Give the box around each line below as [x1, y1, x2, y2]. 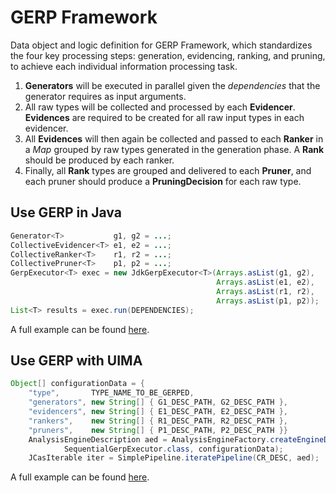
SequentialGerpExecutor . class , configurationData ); [63, 444, 284, 454]
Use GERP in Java [10, 204, 122, 221]
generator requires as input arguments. [24, 90, 187, 102]
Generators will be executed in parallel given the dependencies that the [24, 79, 321, 91]
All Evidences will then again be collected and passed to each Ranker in [24, 132, 324, 145]
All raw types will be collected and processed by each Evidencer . [24, 101, 296, 113]
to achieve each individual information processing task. [10, 60, 238, 72]
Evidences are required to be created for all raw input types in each [24, 111, 305, 123]
